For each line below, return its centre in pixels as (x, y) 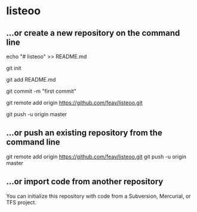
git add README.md (31, 79)
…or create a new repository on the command (93, 33)
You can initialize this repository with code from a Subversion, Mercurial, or (98, 196)
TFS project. (21, 202)
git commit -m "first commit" (41, 91)
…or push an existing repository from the (84, 133)
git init (14, 68)
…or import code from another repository (85, 182)
